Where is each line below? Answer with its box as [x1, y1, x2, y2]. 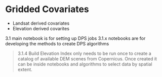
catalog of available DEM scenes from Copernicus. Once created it [17, 55, 157, 61]
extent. [17, 66, 33, 72]
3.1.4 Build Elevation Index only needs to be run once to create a [17, 50, 152, 56]
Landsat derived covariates [12, 20, 70, 26]
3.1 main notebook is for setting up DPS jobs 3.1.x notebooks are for [5, 35, 146, 41]
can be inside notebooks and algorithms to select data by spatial [17, 61, 153, 67]
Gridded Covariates [5, 4, 90, 15]
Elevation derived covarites [12, 25, 70, 31]
